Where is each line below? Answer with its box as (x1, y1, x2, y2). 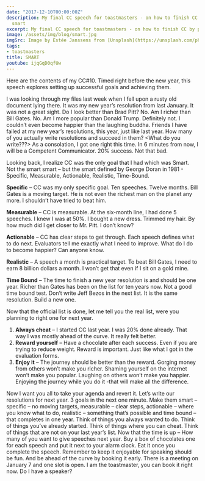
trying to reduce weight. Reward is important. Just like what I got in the (15, 345, 193, 353)
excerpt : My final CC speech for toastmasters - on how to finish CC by (6, 26, 195, 32)
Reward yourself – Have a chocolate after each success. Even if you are (15, 339, 197, 346)
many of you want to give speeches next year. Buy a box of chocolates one (6, 435, 195, 443)
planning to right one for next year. (6, 314, 93, 321)
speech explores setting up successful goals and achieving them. (6, 83, 171, 90)
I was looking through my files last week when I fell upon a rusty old (6, 95, 177, 103)
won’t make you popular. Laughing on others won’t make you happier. (15, 371, 190, 378)
